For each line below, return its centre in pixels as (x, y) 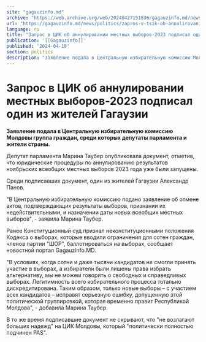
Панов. (15, 187)
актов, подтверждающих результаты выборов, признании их (86, 205)
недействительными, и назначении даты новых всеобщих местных (95, 212)
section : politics (30, 52)
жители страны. (28, 144)
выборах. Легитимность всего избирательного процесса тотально (94, 281)
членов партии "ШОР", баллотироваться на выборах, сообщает (90, 243)
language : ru (23, 29)
